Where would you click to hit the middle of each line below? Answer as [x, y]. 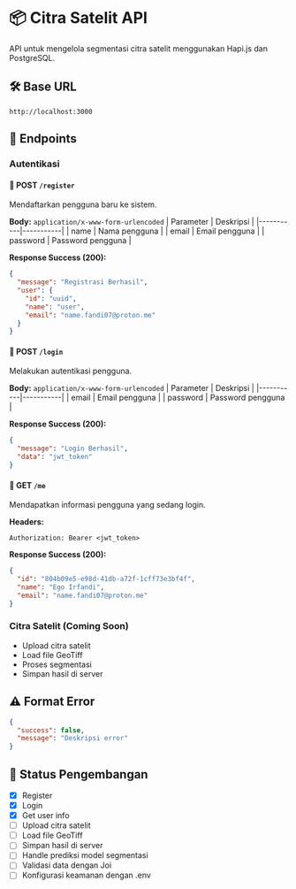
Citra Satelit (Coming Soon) [69, 626]
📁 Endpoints [43, 139]
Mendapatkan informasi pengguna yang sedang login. [107, 505]
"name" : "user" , [55, 307]
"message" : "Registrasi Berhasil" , [83, 282]
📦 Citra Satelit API [79, 18]
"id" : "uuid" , [51, 298]
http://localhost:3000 [51, 111]
